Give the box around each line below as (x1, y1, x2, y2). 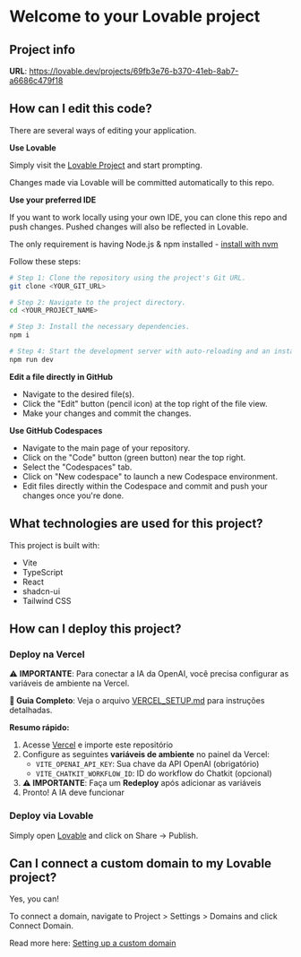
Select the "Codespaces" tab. (21, 461, 133, 472)
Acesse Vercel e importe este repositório (21, 739, 173, 750)
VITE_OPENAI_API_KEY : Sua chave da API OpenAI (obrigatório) (35, 759, 260, 770)
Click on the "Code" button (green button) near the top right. (21, 452, 246, 462)
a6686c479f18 (9, 75, 64, 86)
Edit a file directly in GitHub (9, 371, 114, 382)
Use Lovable (9, 142, 56, 153)
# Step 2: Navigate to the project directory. (9, 297, 186, 306)
